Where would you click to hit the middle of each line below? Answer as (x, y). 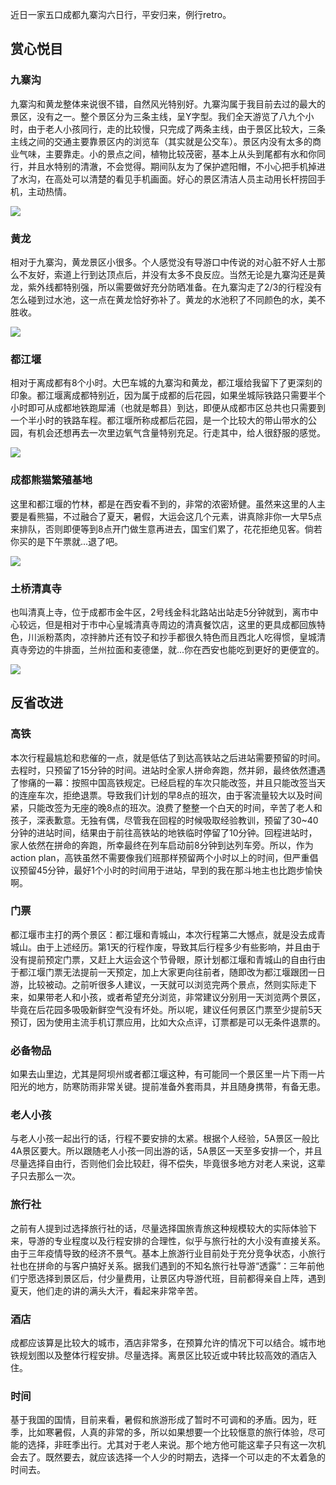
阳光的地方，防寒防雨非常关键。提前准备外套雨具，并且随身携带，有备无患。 (168, 1087)
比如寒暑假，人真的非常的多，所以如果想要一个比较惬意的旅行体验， (167, 1432)
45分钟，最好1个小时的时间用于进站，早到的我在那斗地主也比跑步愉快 (179, 870)
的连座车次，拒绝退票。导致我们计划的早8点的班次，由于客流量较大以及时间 (166, 795)
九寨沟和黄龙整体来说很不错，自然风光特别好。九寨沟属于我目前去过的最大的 (168, 104)
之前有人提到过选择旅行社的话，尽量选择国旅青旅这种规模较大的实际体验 (159, 1228)
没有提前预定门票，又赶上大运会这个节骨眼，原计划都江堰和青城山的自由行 (163, 959)
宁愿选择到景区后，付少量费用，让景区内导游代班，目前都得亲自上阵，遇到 (172, 1278)
